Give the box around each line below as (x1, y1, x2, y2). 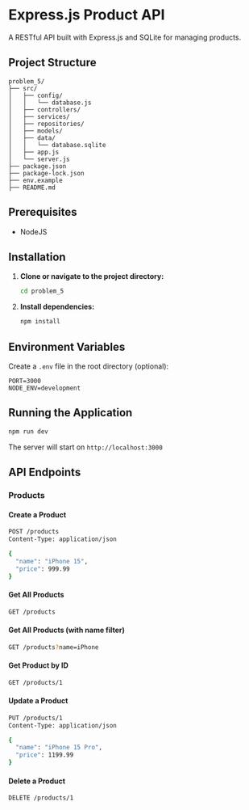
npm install (19, 318, 60, 326)
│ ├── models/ (8, 127, 63, 135)
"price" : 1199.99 (15, 751, 74, 759)
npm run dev (8, 427, 48, 436)
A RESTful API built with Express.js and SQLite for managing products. (8, 32, 242, 42)
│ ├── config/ (8, 91, 63, 99)
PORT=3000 (8, 377, 42, 385)
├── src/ (8, 84, 38, 92)
